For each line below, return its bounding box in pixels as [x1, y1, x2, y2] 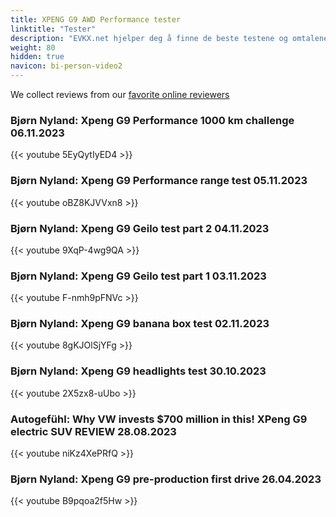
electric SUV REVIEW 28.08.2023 [10, 424, 177, 438]
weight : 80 [10, 42, 56, 53]
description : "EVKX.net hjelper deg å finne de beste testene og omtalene [10, 33, 329, 43]
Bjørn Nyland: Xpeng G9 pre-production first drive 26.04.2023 [10, 472, 322, 486]
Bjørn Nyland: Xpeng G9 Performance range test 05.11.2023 [10, 174, 308, 188]
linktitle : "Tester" [10, 24, 97, 34]
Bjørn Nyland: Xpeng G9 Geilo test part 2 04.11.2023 [10, 221, 270, 235]
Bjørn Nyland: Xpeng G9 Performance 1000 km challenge [10, 113, 295, 127]
